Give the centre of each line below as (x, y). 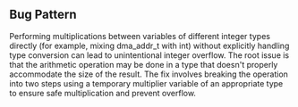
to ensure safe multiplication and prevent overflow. (103, 93)
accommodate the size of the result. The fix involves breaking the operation (149, 74)
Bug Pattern (43, 15)
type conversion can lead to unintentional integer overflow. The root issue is (149, 55)
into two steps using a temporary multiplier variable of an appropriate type (146, 83)
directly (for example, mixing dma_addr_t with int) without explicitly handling (149, 45)
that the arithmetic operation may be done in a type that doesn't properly (144, 64)
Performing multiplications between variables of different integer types (140, 36)
